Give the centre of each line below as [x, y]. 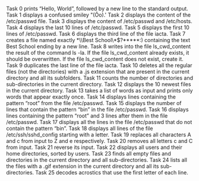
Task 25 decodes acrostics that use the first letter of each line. [112, 172]
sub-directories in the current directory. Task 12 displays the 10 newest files [99, 84]
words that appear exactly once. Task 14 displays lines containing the [91, 97]
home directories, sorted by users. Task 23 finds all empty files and [89, 153]
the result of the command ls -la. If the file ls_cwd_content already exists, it [98, 53]
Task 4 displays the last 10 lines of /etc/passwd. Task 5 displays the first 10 [98, 27]
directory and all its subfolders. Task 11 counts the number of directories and [99, 78]
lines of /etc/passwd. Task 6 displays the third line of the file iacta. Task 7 [96, 34]
